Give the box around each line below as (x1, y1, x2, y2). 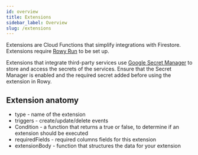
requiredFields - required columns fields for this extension (14, 136, 157, 143)
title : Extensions (6, 14, 51, 20)
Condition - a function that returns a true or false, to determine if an (14, 124, 179, 131)
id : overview (6, 8, 38, 15)
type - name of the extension (14, 111, 86, 118)
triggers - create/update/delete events (14, 117, 108, 124)
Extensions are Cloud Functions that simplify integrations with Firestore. (6, 41, 181, 49)
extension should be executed (14, 130, 89, 137)
